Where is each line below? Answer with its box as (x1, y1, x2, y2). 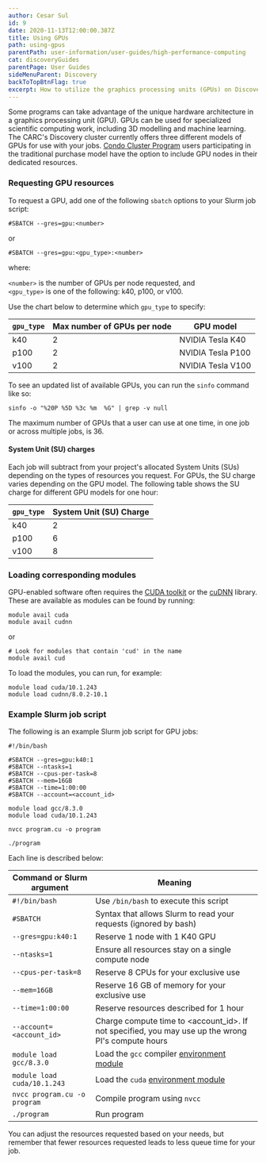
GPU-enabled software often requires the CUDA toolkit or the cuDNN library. (8, 587, 258, 597)
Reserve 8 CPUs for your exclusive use (94, 967, 241, 978)
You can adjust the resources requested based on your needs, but (8, 1129, 224, 1139)
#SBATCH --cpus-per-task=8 (8, 770, 97, 778)
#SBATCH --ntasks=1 (8, 763, 73, 771)
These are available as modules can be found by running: (8, 596, 196, 606)
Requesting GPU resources (8, 178, 115, 189)
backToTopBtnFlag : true (8, 78, 87, 86)
